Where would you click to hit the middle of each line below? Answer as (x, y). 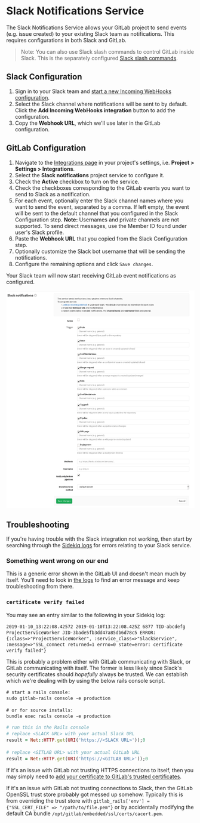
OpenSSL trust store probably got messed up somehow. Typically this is (95, 794)
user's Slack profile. (39, 232)
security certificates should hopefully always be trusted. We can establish (97, 674)
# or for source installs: (40, 710)
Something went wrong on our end (57, 561)
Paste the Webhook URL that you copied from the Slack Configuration (101, 238)
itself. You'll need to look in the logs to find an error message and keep (93, 580)
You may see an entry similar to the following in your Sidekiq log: (86, 615)
